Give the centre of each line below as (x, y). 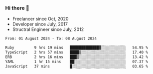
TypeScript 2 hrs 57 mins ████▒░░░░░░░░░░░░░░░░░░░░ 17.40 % (77, 52)
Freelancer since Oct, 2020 (40, 19)
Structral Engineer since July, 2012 (48, 29)
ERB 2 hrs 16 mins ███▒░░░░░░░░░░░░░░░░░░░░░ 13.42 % (77, 57)
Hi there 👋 (17, 8)
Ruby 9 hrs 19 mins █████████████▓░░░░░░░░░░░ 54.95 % (77, 48)
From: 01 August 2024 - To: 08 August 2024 (51, 39)
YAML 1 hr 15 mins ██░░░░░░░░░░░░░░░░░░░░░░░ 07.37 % (77, 61)
